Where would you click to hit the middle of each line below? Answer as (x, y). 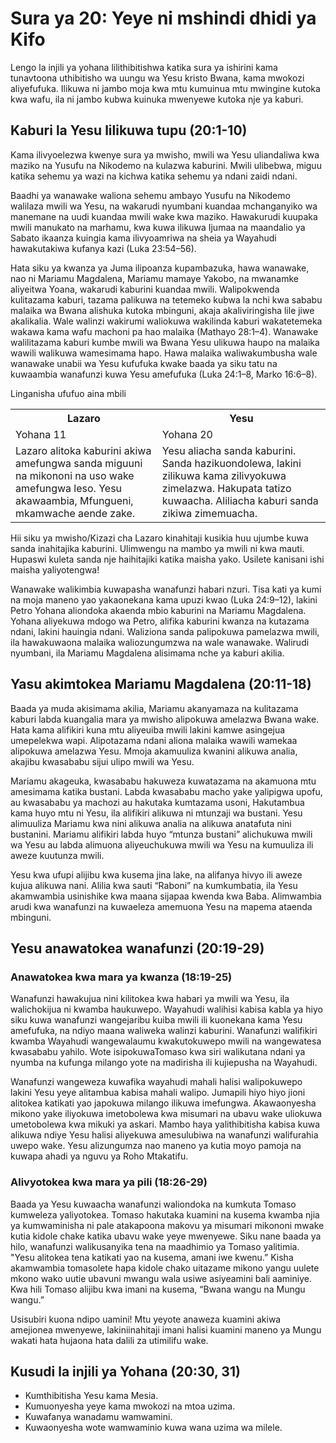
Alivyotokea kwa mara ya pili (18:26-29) (109, 1182)
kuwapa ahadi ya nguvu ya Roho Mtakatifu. (99, 1156)
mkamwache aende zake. (75, 513)
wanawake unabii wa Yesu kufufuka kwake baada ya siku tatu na (144, 363)
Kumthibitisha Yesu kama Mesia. (91, 1396)
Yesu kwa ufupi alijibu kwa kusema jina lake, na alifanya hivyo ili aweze (156, 874)
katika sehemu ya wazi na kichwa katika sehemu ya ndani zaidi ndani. (154, 176)
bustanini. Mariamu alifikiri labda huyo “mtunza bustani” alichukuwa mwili (161, 834)
